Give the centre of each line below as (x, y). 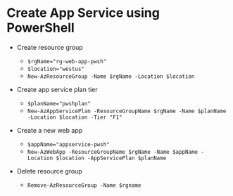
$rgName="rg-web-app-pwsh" (67, 61)
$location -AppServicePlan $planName (111, 158)
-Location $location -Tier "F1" (75, 117)
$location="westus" (56, 69)
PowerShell (40, 28)
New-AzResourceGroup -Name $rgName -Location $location (111, 76)
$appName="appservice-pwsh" (68, 144)
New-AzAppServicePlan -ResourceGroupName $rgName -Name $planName (127, 111)
